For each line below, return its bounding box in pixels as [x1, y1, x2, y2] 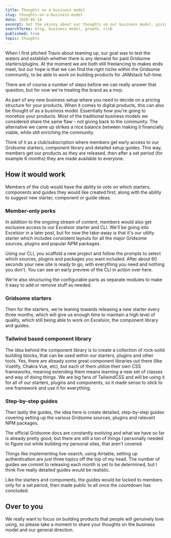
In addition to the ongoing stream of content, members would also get [5, 219, 152, 225]
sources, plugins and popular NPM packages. [5, 240, 101, 246]
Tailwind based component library [5, 335, 92, 342]
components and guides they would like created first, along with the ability [5, 189, 162, 195]
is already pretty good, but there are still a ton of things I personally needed [5, 435, 164, 441]
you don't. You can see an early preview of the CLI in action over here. [5, 266, 153, 273]
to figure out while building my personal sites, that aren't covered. [5, 441, 144, 447]
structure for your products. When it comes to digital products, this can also [5, 102, 164, 108]
